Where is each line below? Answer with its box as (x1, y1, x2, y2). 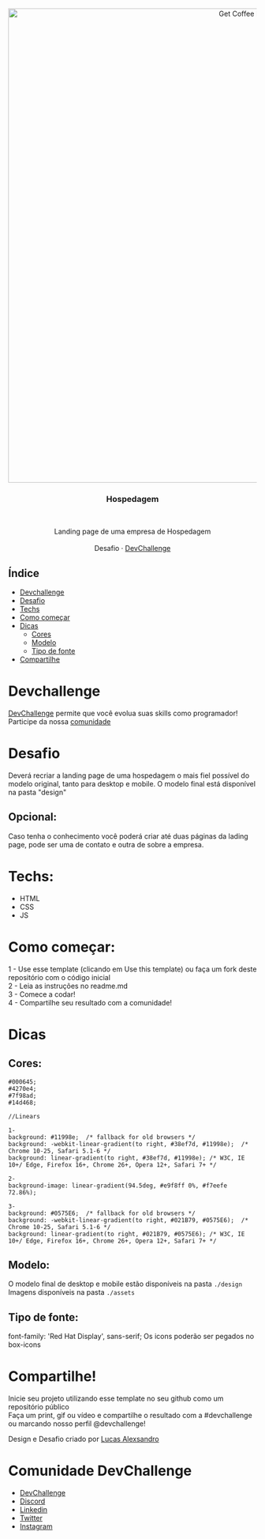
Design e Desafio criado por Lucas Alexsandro (8, 1435, 159, 1444)
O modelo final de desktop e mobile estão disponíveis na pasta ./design (8, 1279, 243, 1288)
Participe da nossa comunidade (8, 717, 111, 726)
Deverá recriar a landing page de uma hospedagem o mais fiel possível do (8, 771, 250, 780)
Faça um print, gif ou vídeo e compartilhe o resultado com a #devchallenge (8, 1411, 252, 1420)
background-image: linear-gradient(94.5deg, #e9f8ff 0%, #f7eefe (8, 1182, 227, 1190)
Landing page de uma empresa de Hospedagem (54, 526, 211, 537)
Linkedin (19, 1505, 48, 1514)
